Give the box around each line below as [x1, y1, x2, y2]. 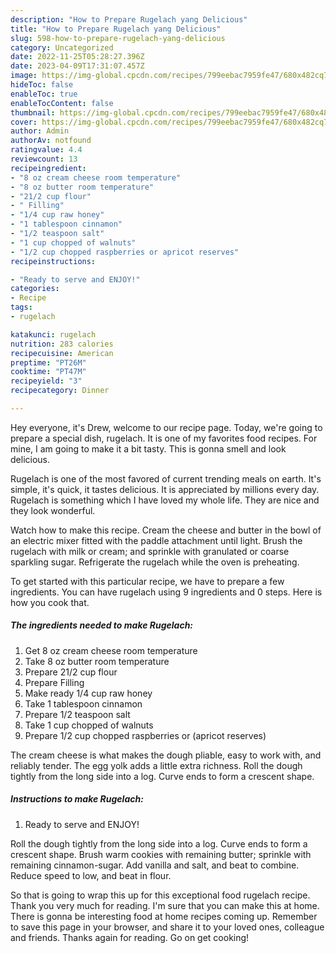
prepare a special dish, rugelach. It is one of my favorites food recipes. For [10, 432, 318, 444]
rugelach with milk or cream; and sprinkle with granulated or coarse [10, 545, 290, 557]
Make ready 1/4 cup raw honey [24, 687, 153, 699]
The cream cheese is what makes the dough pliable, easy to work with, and [10, 749, 322, 761]
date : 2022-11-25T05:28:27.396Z [10, 52, 145, 62]
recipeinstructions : [10, 256, 97, 266]
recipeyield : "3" [10, 376, 83, 386]
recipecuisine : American [10, 348, 114, 358]
